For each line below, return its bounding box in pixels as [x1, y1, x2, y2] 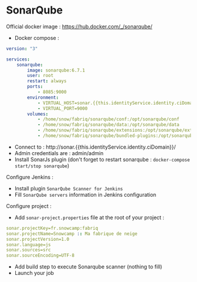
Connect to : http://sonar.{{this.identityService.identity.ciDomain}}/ [14, 143, 176, 150]
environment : [27, 95, 59, 100]
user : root [27, 73, 54, 79]
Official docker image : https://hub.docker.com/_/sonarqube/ [6, 23, 152, 30]
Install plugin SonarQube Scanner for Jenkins [14, 184, 123, 192]
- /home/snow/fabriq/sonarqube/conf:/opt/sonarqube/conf [37, 116, 180, 122]
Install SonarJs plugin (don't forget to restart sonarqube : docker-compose [14, 156, 191, 163]
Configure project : [6, 202, 52, 209]
